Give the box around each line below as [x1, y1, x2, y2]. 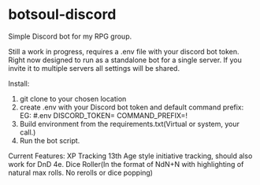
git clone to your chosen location [19, 94, 127, 103]
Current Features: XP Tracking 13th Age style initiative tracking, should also [8, 151, 253, 161]
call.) [19, 128, 36, 137]
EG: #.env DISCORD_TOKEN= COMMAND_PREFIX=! [19, 110, 188, 120]
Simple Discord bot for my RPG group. [8, 31, 132, 41]
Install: [8, 79, 30, 88]
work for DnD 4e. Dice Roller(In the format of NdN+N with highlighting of [8, 159, 244, 168]
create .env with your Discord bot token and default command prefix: [19, 102, 244, 112]
